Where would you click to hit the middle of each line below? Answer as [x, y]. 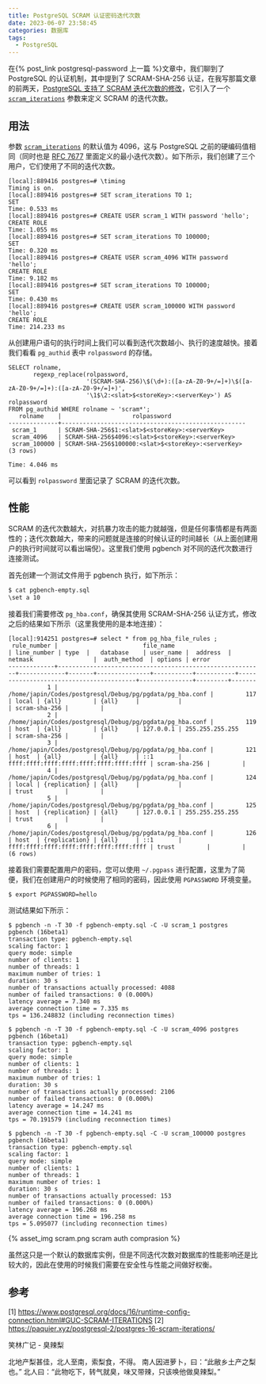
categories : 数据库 [38, 30]
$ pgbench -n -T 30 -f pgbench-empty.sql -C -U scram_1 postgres [118, 926]
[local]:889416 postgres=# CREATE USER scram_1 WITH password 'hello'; [129, 216]
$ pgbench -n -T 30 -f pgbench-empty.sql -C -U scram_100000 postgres [127, 1134]
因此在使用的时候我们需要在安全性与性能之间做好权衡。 [125, 1265]
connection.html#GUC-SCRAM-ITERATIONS [80, 1321]
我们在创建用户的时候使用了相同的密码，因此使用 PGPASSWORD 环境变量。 [139, 879]
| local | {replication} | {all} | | [95, 784]
